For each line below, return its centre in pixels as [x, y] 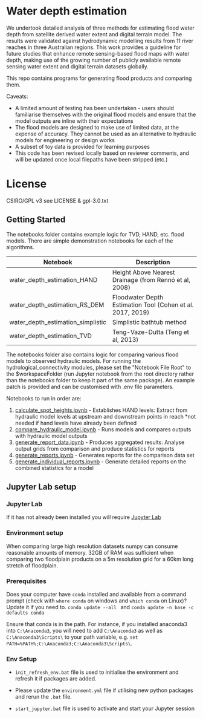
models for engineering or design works [65, 140]
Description [153, 262]
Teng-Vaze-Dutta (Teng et [150, 332]
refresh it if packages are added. [56, 679]
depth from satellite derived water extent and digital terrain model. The [94, 34]
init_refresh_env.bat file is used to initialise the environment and [97, 672]
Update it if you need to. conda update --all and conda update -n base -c [100, 607]
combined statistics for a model [54, 468]
